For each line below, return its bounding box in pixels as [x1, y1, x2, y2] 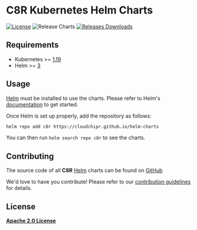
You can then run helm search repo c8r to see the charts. [6, 134, 146, 141]
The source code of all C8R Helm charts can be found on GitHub [6, 167, 163, 174]
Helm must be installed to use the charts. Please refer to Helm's [6, 95, 161, 102]
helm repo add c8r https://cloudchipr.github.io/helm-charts [6, 124, 159, 129]
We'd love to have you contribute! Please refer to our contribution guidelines [6, 178, 191, 185]
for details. [6, 185, 32, 192]
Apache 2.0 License [6, 217, 56, 224]
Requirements [6, 40, 59, 50]
